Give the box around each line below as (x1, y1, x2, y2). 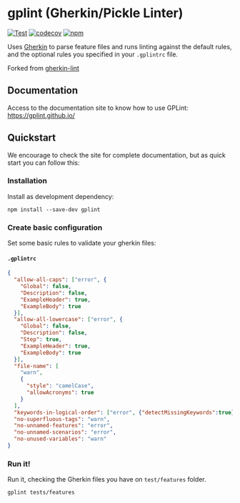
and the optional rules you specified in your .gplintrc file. (7, 50, 179, 59)
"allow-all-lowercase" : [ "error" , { (14, 316, 123, 323)
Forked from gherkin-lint (7, 63, 80, 72)
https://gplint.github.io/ (7, 111, 75, 119)
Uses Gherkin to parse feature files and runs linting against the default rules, (7, 42, 232, 51)
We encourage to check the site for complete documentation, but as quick (7, 151, 226, 159)
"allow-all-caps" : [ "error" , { (14, 276, 107, 283)
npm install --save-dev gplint (7, 205, 101, 213)
